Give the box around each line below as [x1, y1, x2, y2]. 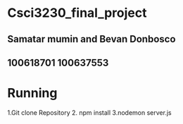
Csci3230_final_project [7, 5, 147, 21]
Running [7, 85, 58, 101]
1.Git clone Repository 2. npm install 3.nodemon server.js [7, 108, 172, 117]
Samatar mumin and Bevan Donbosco [7, 33, 176, 45]
